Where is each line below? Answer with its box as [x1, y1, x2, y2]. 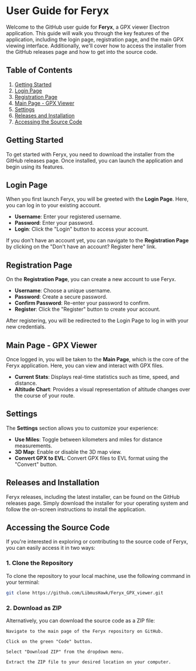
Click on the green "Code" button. [6, 638, 93, 645]
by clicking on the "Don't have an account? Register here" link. [6, 243, 157, 250]
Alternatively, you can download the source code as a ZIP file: [6, 617, 155, 624]
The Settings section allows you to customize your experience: [6, 424, 159, 432]
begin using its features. [6, 163, 64, 170]
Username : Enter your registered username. [14, 213, 122, 220]
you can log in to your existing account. [6, 202, 101, 209]
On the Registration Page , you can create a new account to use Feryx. [6, 276, 177, 283]
